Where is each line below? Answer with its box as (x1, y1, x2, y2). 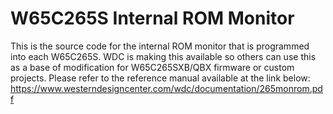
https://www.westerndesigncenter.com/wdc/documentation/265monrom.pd (10, 82, 323, 94)
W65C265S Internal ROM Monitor (10, 7, 295, 30)
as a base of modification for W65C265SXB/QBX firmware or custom (10, 61, 295, 73)
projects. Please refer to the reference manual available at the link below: (10, 72, 311, 84)
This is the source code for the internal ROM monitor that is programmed (10, 40, 310, 52)
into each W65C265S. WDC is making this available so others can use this (10, 50, 317, 62)
